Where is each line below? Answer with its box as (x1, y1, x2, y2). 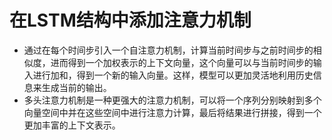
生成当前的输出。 (41, 81, 112, 93)
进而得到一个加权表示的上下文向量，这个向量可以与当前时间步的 (50, 56, 314, 68)
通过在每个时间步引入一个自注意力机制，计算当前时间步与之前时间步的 (23, 44, 314, 56)
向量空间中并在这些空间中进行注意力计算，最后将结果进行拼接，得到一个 (23, 106, 322, 118)
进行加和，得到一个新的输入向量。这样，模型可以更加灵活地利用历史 (32, 69, 314, 81)
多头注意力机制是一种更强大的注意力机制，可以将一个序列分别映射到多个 (23, 94, 322, 106)
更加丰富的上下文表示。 (23, 119, 121, 131)
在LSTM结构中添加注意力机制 (9, 9, 252, 32)
